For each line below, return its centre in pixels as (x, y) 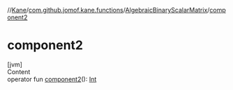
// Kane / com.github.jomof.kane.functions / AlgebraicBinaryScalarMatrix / (108, 10)
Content (19, 71)
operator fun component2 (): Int (52, 79)
